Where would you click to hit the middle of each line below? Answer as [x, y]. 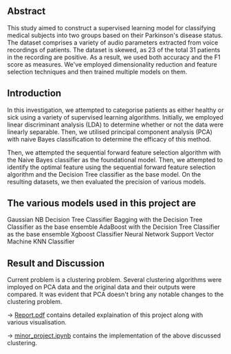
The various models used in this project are [102, 203]
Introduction [34, 93]
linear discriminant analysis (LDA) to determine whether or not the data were [115, 124]
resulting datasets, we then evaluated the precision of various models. [107, 181]
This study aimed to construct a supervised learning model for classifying [111, 27]
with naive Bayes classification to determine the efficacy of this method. [109, 139]
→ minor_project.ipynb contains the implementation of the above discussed [114, 335]
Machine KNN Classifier [41, 242]
